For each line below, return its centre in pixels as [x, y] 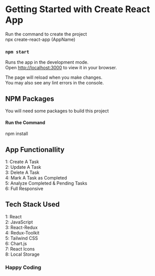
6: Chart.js [16, 243]
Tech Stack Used [32, 204]
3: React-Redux [22, 227]
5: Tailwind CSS [22, 238]
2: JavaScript [19, 222]
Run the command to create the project [46, 34]
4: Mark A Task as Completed [36, 178]
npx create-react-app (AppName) [40, 39]
